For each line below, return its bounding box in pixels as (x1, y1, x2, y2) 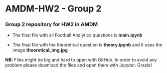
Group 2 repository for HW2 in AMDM (5, 21, 98, 28)
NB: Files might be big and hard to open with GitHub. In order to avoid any (5, 57, 157, 63)
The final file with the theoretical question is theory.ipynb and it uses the (12, 42, 163, 48)
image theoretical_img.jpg (12, 47, 68, 53)
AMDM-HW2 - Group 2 (5, 3, 102, 14)
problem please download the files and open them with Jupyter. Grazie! (5, 62, 152, 68)
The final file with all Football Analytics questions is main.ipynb (12, 32, 143, 38)
